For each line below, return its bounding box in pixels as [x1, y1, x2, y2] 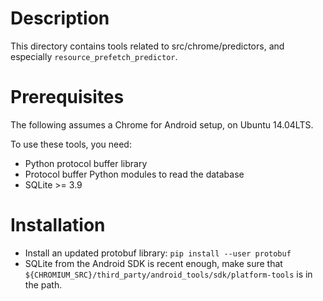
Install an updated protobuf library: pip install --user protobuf [24, 247, 292, 259]
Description [10, 7, 110, 30]
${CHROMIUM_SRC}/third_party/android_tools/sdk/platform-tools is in [24, 268, 313, 280]
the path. [24, 278, 63, 291]
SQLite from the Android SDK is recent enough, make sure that [24, 257, 283, 269]
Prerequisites [10, 86, 125, 109]
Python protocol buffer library [24, 157, 148, 169]
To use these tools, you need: [10, 138, 132, 150]
